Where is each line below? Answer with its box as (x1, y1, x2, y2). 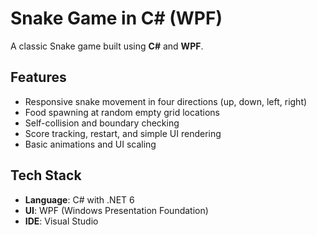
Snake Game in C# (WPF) (10, 7, 223, 30)
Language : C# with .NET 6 (24, 193, 135, 206)
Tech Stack (10, 167, 82, 184)
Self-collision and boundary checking (24, 117, 180, 129)
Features (10, 69, 67, 86)
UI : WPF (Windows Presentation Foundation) (24, 204, 209, 216)
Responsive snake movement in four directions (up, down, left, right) (24, 95, 308, 107)
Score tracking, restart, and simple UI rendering (24, 127, 222, 139)
